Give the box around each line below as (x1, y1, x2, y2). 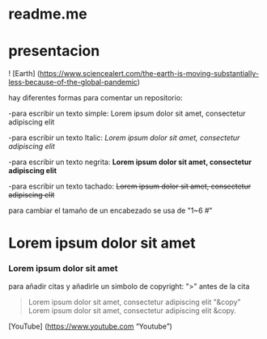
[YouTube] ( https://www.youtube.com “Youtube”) (8, 321, 172, 331)
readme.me (8, 5, 87, 23)
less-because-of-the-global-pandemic (8, 78, 138, 87)
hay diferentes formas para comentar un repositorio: (8, 93, 184, 103)
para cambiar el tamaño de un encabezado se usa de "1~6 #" (8, 206, 213, 215)
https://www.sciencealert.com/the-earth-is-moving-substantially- (39, 69, 259, 78)
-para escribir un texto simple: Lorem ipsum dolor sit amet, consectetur (8, 108, 246, 118)
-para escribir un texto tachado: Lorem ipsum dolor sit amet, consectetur (8, 181, 252, 191)
